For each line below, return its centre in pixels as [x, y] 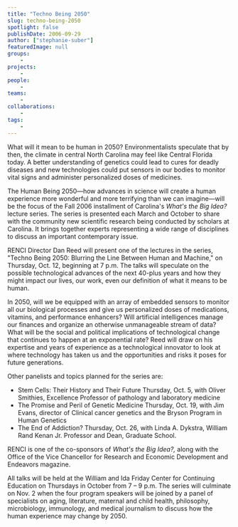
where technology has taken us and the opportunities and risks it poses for [117, 355]
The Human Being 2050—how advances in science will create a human [112, 191]
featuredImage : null [38, 47]
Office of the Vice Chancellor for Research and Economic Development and [118, 456]
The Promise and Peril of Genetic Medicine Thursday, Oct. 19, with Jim [121, 405]
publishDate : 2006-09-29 [44, 34]
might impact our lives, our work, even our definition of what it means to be [117, 280]
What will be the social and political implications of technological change [114, 332]
